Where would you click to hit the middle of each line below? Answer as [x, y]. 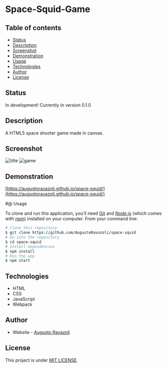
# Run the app [20, 256]
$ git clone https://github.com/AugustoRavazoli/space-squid [71, 233]
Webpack [22, 304]
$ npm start [18, 261]
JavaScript [24, 299]
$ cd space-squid [23, 242]
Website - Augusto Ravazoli [41, 332]
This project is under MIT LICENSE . [42, 360]
